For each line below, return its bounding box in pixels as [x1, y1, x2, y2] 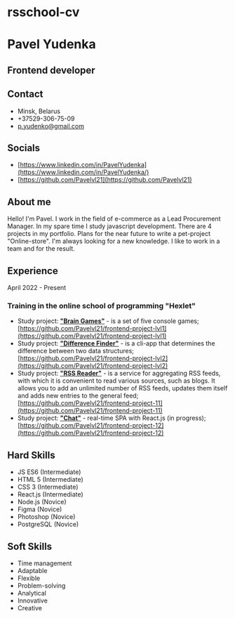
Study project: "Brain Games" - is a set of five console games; [17, 317, 199, 325]
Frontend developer [7, 64, 96, 76]
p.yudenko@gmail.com [17, 121, 85, 130]
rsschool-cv [7, 4, 80, 20]
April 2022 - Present [7, 284, 67, 292]
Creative [17, 603, 42, 612]
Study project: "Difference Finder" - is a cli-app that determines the [17, 339, 215, 348]
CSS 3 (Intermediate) [17, 482, 79, 492]
